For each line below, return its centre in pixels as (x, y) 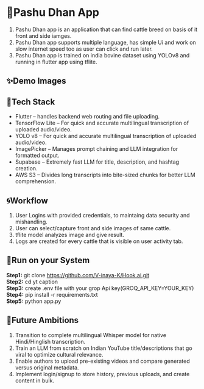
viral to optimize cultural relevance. (59, 354)
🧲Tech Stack (31, 102)
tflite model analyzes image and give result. (70, 234)
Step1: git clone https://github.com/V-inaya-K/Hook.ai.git (78, 275)
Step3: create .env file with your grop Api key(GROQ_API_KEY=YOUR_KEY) (100, 288)
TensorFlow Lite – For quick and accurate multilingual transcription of (102, 123)
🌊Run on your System (48, 260)
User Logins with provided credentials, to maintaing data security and (102, 215)
